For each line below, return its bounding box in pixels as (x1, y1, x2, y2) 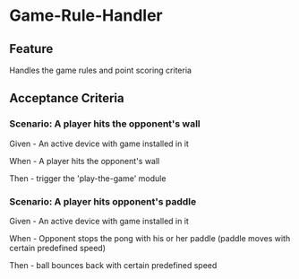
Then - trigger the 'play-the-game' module (9, 172, 167, 184)
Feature (9, 41, 54, 57)
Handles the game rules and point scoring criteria (9, 65, 192, 75)
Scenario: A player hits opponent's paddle (9, 195, 197, 207)
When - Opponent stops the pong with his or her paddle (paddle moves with (9, 232, 291, 243)
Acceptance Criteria (9, 91, 124, 106)
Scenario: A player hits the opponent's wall (9, 118, 201, 130)
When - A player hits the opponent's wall (9, 155, 160, 166)
